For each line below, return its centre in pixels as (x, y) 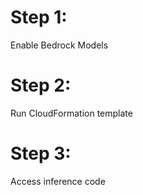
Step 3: (41, 153)
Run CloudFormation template (71, 113)
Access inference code (58, 181)
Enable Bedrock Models (59, 45)
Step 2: (41, 85)
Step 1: (39, 17)
